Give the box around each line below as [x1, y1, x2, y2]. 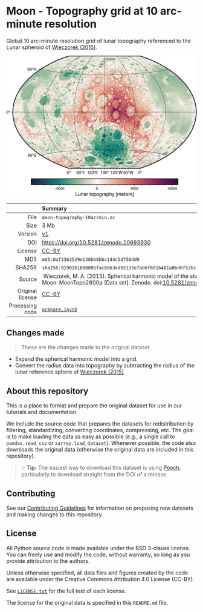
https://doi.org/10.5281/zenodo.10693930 [42, 239, 151, 246]
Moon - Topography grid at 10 [6, 4, 158, 18]
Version [18, 230, 37, 237]
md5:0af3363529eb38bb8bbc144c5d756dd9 [42, 257, 140, 263]
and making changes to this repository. [6, 510, 104, 518]
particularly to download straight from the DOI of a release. [21, 471, 168, 478]
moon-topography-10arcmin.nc [42, 214, 115, 220]
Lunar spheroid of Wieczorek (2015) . [6, 44, 98, 51]
